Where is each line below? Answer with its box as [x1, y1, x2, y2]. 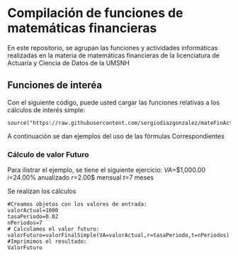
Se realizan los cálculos [7, 187, 76, 196]
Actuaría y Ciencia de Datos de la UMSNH [7, 58, 130, 67]
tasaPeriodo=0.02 [7, 213, 59, 221]
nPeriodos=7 [7, 219, 42, 226]
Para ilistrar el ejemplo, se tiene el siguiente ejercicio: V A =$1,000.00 [7, 165, 206, 175]
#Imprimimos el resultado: [7, 238, 87, 246]
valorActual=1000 [7, 207, 59, 214]
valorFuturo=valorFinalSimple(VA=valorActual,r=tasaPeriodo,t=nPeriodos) [7, 232, 230, 239]
